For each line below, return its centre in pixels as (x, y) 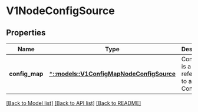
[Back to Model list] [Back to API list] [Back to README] (74, 103)
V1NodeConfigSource (60, 11)
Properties (26, 33)
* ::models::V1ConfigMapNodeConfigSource (112, 74)
